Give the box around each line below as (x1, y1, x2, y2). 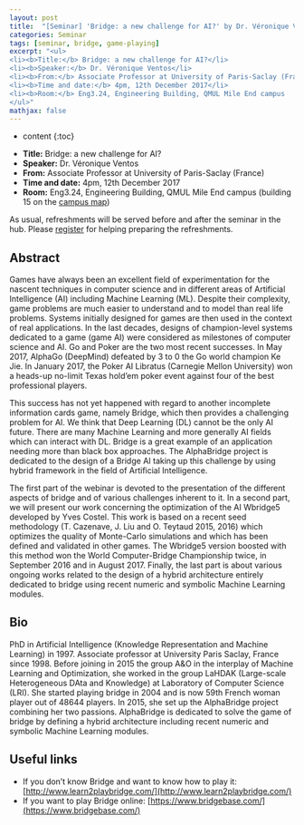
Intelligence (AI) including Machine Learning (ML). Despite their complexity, (9, 294, 291, 305)
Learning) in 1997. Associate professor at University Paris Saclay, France (9, 648, 279, 659)
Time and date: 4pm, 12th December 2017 (22, 178, 181, 189)
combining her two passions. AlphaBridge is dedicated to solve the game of (9, 706, 292, 717)
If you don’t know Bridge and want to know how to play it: (22, 776, 237, 787)
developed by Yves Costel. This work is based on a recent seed (9, 511, 247, 522)
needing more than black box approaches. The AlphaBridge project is (9, 446, 269, 457)
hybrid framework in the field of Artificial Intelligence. (9, 465, 208, 476)
